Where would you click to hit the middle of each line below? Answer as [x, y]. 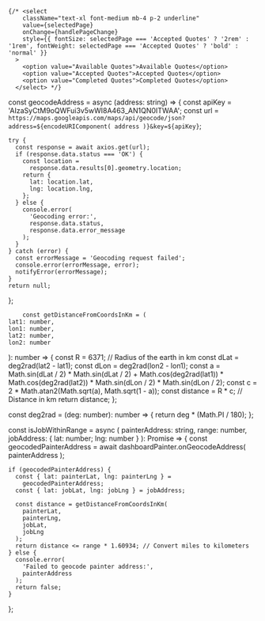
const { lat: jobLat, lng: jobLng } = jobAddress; [100, 490]
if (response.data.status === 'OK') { [79, 154]
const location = [51, 161]
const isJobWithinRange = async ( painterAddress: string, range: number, [128, 430]
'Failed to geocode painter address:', [88, 566]
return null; [30, 286]
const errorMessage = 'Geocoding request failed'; [100, 258]
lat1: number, [32, 322]
